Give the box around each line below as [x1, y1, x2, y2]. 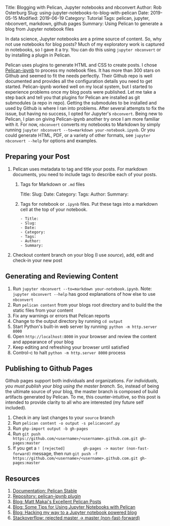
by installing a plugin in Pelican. [5, 52, 71, 58]
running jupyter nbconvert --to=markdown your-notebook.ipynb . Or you [5, 127, 155, 133]
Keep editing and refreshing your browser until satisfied [12, 344, 129, 350]
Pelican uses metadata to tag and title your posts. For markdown [12, 165, 148, 172]
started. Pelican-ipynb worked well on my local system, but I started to [5, 84, 153, 90]
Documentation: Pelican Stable [12, 488, 78, 494]
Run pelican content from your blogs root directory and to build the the [12, 301, 162, 308]
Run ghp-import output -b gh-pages [12, 425, 88, 432]
